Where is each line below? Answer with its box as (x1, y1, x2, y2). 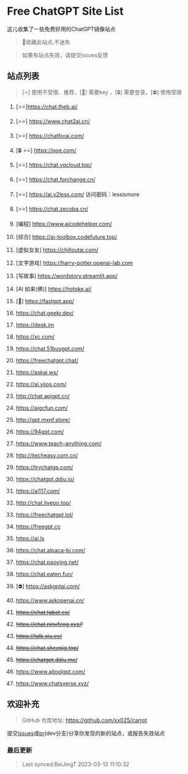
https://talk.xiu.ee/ (15, 632, 62, 639)
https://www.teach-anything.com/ (15, 440, 102, 447)
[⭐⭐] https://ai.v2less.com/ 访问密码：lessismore (15, 190, 140, 198)
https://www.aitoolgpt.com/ (15, 667, 86, 675)
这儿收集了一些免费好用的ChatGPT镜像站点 (7, 25, 116, 32)
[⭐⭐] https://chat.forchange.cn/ (15, 176, 96, 183)
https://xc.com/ (15, 333, 55, 340)
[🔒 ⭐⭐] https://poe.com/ (15, 146, 77, 154)
